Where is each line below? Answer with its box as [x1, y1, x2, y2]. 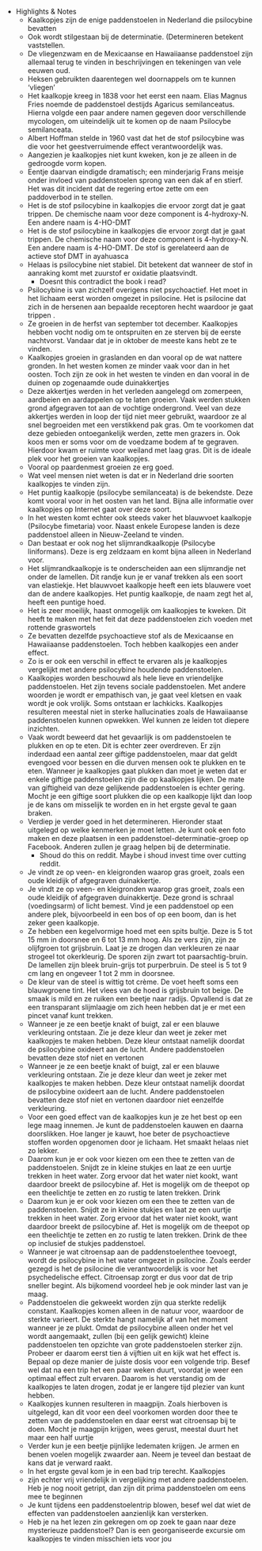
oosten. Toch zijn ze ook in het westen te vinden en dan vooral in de [27, 369, 250, 379]
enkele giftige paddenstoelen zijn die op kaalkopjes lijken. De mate [27, 774, 245, 784]
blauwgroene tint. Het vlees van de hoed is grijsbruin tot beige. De [27, 986, 244, 995]
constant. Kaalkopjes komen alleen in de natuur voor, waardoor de [27, 1306, 244, 1315]
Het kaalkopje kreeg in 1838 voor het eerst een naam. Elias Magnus [27, 91, 248, 100]
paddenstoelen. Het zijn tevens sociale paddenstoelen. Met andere [27, 682, 246, 691]
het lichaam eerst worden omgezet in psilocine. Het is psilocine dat [27, 294, 247, 303]
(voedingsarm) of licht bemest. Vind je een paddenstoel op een [27, 901, 234, 910]
